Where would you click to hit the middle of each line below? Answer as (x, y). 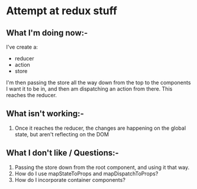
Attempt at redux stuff (62, 11)
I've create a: (22, 47)
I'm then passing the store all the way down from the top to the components (98, 82)
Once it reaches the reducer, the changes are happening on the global (100, 128)
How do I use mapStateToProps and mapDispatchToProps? (86, 174)
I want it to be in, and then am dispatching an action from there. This (89, 89)
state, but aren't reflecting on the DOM (62, 134)
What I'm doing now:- (47, 33)
